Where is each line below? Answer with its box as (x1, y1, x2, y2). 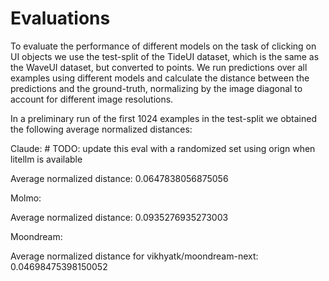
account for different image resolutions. (10, 93, 174, 105)
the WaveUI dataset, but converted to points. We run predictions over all (10, 61, 308, 73)
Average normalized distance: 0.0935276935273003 (10, 211, 229, 223)
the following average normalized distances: (10, 123, 193, 135)
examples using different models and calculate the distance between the (10, 72, 310, 84)
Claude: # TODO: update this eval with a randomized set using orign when (10, 142, 316, 154)
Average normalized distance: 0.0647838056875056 (10, 172, 229, 184)
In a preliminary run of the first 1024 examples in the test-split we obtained (10, 112, 318, 124)
